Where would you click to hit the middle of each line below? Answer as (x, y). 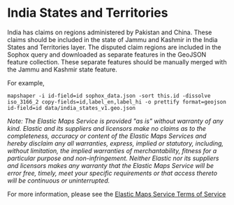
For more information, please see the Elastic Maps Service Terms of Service (117, 194)
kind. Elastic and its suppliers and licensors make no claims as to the (107, 128)
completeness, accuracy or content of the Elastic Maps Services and (107, 136)
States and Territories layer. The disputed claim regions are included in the (114, 47)
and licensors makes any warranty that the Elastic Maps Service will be (111, 165)
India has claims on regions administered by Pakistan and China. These (110, 32)
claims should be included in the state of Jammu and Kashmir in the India (112, 39)
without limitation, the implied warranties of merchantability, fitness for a (112, 150)
